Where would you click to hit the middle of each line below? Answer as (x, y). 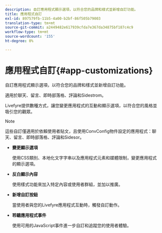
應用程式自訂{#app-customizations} (79, 70)
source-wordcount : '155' (30, 37)
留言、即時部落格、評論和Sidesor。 (49, 137)
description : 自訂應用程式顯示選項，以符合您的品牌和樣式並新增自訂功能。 (72, 9)
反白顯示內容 (25, 174)
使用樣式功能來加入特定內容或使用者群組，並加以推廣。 (67, 184)
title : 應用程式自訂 (24, 14)
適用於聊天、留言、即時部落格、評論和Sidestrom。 (56, 95)
